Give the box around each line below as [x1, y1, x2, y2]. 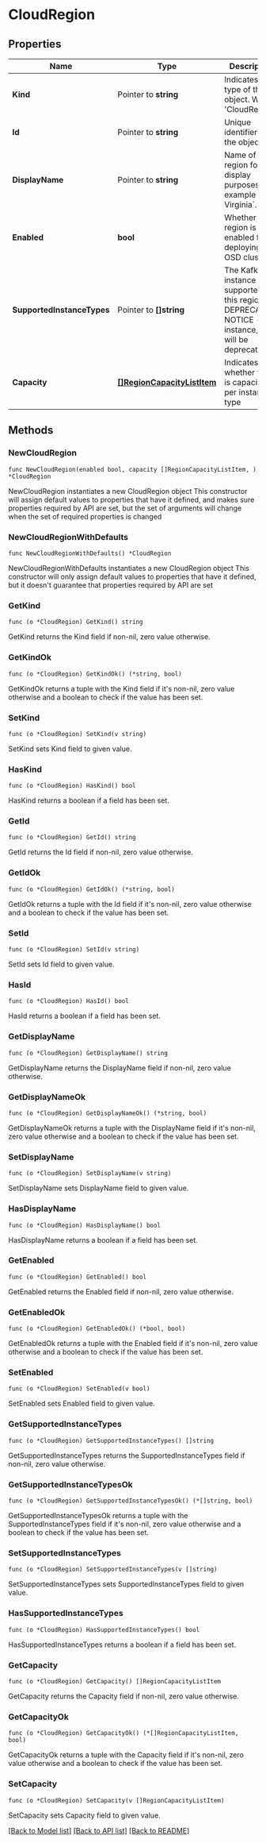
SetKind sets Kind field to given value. [8, 744, 132, 754]
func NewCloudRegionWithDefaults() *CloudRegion [8, 549, 172, 557]
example [224, 189, 256, 200]
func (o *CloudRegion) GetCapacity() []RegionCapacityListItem [8, 1677, 222, 1685]
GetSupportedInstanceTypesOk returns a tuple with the [8, 1511, 188, 1521]
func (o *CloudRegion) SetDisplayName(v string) [8, 1170, 172, 1178]
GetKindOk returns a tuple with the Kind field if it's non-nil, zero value [8, 684, 235, 693]
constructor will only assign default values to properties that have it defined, [8, 572, 256, 581]
